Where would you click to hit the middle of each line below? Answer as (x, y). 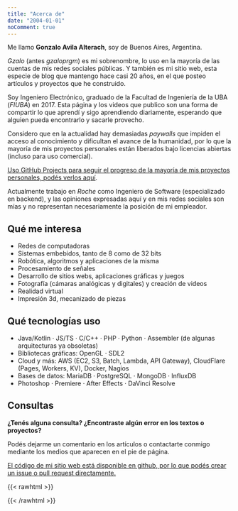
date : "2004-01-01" (36, 21)
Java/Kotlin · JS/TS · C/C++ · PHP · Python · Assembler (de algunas (116, 338)
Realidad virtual (40, 291)
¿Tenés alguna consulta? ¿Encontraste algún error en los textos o (106, 422)
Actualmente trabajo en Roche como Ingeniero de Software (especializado (116, 192)
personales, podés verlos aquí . (53, 177)
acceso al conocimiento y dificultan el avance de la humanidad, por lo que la (119, 141)
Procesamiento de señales (56, 269)
